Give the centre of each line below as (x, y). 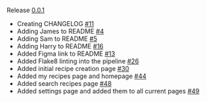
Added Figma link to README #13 (66, 53)
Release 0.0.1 (26, 10)
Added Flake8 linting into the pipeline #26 (78, 61)
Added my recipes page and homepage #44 (82, 76)
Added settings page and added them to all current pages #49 (108, 91)
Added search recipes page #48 (64, 83)
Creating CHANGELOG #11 (55, 24)
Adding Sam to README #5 (57, 39)
